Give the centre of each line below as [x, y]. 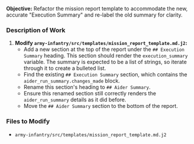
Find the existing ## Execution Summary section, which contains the [105, 75]
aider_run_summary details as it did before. [75, 100]
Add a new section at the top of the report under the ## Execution [104, 49]
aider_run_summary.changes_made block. [72, 81]
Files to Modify [28, 121]
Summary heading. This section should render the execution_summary [106, 56]
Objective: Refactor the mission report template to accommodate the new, [97, 9]
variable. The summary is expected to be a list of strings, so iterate [105, 62]
